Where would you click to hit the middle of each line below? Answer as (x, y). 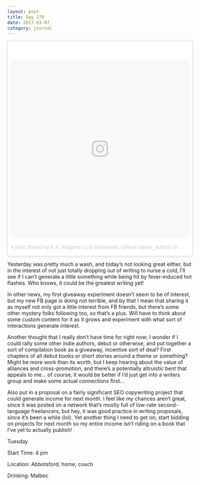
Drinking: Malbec (28, 476)
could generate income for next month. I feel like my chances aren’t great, (97, 399)
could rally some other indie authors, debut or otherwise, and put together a (99, 344)
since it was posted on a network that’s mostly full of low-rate (82, 405)
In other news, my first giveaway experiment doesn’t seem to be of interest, (99, 295)
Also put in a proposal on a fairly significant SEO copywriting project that (95, 392)
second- (168, 405)
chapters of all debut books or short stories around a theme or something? (98, 356)
